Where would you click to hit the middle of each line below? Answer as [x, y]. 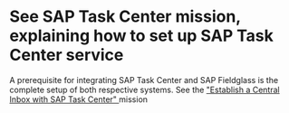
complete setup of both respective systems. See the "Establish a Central [144, 89]
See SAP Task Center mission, [125, 17]
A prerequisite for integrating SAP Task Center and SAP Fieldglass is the [144, 80]
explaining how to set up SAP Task [142, 36]
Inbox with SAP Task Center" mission [78, 99]
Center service [67, 55]
